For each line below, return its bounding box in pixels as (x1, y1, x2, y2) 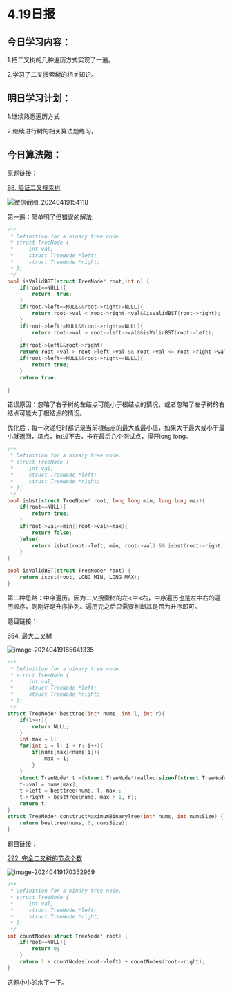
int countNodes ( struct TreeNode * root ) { (7, 932, 128, 940)
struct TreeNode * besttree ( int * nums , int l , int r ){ (7, 710, 166, 717)
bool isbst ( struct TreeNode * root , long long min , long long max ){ (7, 497, 206, 504)
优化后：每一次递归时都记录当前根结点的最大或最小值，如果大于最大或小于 (7, 423, 219, 432)
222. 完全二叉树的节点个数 (7, 854, 83, 862)
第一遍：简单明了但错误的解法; (7, 212, 95, 221)
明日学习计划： (7, 93, 71, 104)
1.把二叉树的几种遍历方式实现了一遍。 (7, 56, 115, 64)
